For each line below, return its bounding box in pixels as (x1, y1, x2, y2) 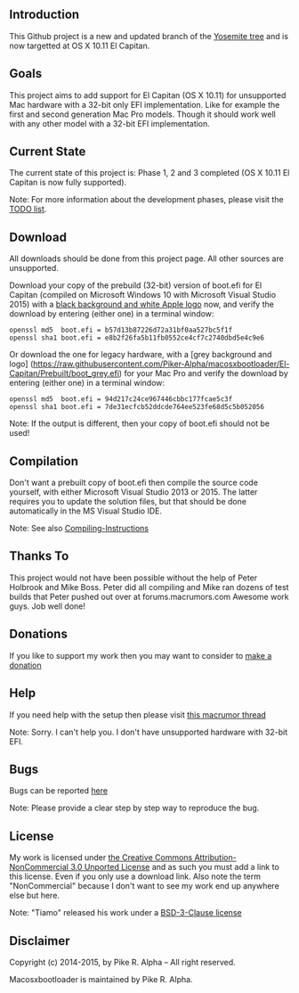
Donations (9, 627, 69, 642)
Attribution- (194, 852, 238, 863)
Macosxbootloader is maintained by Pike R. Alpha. (9, 973, 193, 984)
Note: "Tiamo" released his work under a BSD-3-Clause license (9, 907, 242, 918)
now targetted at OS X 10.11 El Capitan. (9, 40, 150, 51)
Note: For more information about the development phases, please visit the (9, 194, 284, 205)
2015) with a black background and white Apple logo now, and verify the (9, 299, 274, 310)
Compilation (9, 454, 78, 469)
